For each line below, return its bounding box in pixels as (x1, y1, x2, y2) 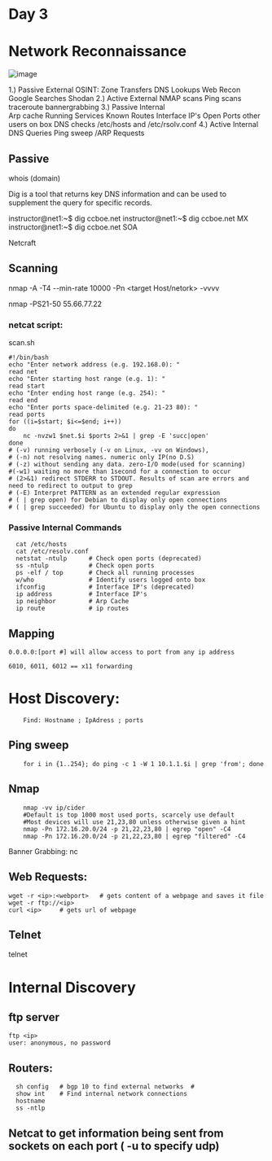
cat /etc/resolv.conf (15, 547, 90, 556)
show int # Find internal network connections (15, 1090, 187, 1098)
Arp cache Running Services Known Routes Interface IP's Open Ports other (8, 111, 261, 120)
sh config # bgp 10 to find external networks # (15, 1083, 195, 1091)
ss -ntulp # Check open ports (15, 562, 155, 570)
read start (8, 382, 46, 391)
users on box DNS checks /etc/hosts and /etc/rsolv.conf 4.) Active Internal (8, 120, 259, 129)
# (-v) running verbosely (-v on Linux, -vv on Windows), (8, 446, 209, 454)
